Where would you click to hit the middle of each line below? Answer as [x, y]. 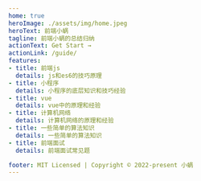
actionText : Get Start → [50, 46]
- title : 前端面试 [37, 143]
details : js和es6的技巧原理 [59, 76]
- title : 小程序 [34, 83]
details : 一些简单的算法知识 [59, 135]
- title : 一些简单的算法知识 [51, 128]
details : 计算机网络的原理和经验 [65, 121]
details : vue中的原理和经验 [58, 105]
